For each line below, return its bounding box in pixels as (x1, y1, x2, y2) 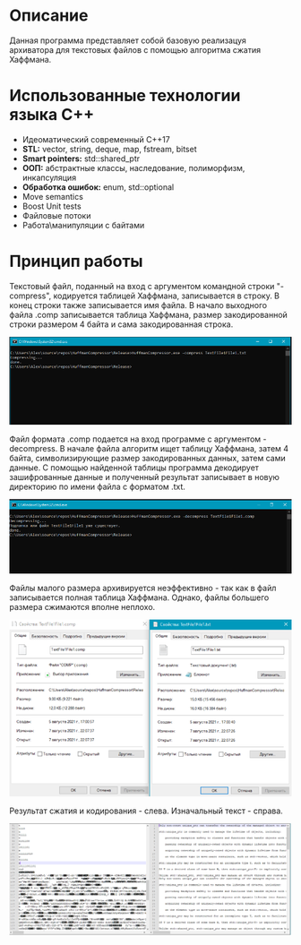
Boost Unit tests (21, 201, 82, 211)
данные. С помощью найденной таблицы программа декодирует (9, 462, 260, 473)
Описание (9, 5, 89, 26)
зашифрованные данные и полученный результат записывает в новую (9, 472, 280, 483)
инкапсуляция (21, 172, 77, 183)
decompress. (9, 443, 58, 454)
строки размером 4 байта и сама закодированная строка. (9, 319, 234, 330)
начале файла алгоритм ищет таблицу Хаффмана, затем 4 (66, 443, 289, 454)
